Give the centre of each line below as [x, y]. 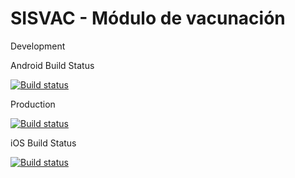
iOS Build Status [43, 143]
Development [38, 46]
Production [33, 104]
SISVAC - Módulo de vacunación [148, 18]
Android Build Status [52, 65]
